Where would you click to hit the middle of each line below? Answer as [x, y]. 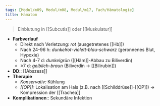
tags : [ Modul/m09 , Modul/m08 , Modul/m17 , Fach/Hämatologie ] [70, 10]
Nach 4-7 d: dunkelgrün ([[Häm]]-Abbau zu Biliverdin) [76, 60]
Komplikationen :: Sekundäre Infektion [52, 98]
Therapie [22, 76]
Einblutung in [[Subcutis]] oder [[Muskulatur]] [65, 29]
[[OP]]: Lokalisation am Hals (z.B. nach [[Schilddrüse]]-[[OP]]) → [87, 87]
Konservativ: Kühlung [42, 82]
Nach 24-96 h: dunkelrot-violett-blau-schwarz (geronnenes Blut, [88, 49]
